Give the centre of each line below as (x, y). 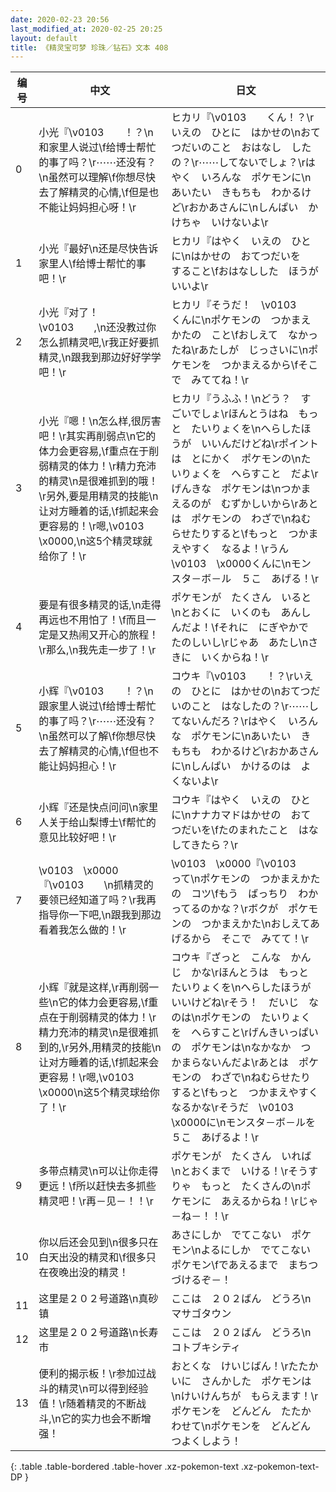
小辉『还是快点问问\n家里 (98, 808)
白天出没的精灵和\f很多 (92, 1258)
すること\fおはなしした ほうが (245, 271)
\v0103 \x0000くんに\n (231, 564)
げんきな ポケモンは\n (226, 489)
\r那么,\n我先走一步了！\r (97, 650)
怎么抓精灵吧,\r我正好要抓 (99, 343)
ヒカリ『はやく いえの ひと (241, 241)
